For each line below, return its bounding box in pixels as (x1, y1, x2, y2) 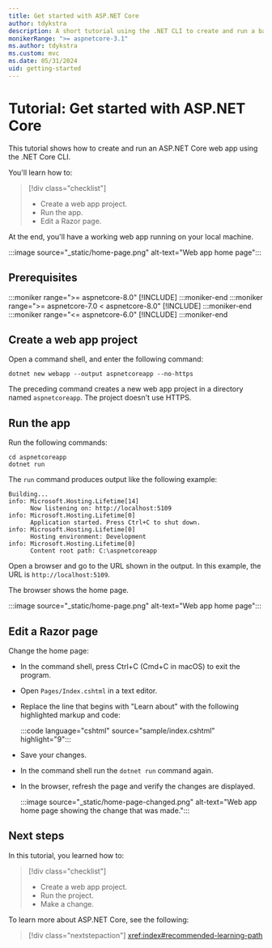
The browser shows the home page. (8, 586, 130, 595)
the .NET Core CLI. (8, 151, 71, 162)
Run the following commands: (8, 438, 108, 447)
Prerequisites (8, 271, 78, 285)
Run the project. (40, 891, 95, 900)
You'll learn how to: (8, 167, 73, 177)
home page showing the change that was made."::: (19, 806, 190, 815)
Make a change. (40, 899, 95, 908)
